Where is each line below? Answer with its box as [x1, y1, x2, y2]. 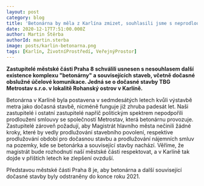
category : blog [6, 15, 45, 21]
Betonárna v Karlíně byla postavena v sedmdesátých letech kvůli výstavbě [6, 96, 192, 103]
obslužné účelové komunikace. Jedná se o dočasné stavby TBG [6, 78, 171, 85]
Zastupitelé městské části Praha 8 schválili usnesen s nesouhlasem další [6, 65, 194, 72]
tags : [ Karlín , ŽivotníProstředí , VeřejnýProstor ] [6, 49, 137, 55]
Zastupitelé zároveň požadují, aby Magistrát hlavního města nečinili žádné [6, 122, 191, 129]
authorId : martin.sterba [6, 37, 69, 43]
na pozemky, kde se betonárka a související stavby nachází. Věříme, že [6, 141, 184, 149]
